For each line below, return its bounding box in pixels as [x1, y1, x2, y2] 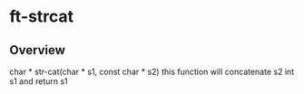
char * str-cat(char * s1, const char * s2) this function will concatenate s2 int [9, 66, 295, 77]
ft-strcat [9, 6, 74, 27]
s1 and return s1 [9, 76, 68, 87]
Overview [9, 42, 66, 58]
